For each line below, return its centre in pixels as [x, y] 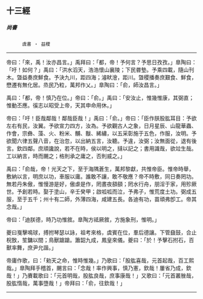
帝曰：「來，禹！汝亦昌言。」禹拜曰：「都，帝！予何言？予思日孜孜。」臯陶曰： [101, 62]
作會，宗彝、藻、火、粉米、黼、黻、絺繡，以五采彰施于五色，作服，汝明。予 [101, 133]
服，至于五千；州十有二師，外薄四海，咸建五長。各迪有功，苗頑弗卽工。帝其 [101, 199]
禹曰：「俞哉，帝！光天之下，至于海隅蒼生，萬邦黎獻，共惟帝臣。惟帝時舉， [100, 169]
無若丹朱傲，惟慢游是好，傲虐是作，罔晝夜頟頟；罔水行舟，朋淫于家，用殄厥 [101, 184]
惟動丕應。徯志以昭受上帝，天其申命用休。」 [60, 105]
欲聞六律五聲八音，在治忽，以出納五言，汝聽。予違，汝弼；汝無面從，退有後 [101, 141]
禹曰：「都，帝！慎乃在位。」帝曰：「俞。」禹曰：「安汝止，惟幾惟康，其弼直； [100, 98]
